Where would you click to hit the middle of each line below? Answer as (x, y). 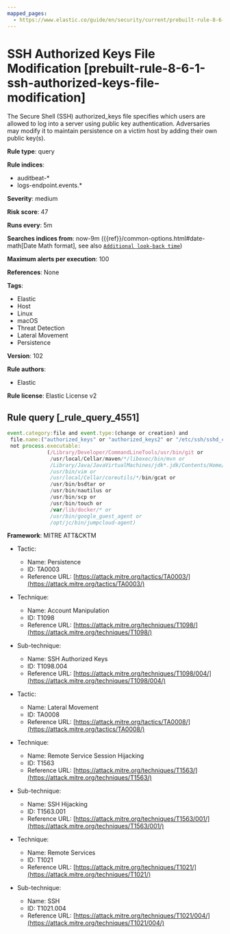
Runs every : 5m (30, 225)
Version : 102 (25, 356)
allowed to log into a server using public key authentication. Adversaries (108, 123)
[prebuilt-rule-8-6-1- (145, 68)
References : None (33, 272)
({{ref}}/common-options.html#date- (153, 239)
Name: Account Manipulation (68, 610)
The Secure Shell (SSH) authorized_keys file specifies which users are (106, 117)
